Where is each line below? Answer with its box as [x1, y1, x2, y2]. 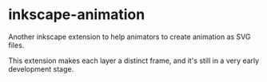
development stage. [8, 64, 74, 73]
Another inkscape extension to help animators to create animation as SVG [8, 32, 251, 41]
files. [8, 40, 25, 49]
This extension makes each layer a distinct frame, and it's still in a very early [8, 56, 260, 65]
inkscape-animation [8, 6, 145, 24]
